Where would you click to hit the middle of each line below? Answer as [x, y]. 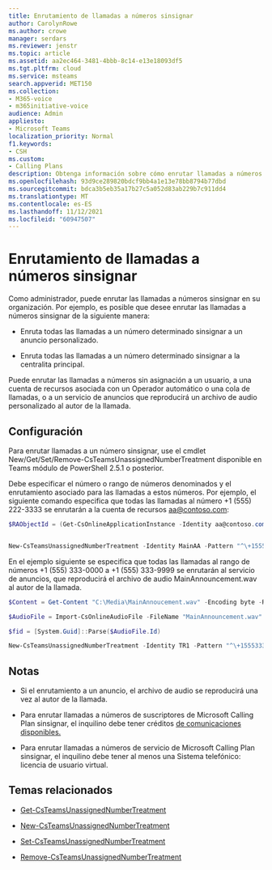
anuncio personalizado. [59, 340]
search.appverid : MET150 [50, 83]
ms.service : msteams [43, 76]
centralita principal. [52, 364]
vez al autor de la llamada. [64, 699]
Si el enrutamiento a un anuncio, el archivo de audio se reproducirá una [139, 691]
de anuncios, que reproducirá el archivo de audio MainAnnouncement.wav [133, 579]
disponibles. [40, 732]
